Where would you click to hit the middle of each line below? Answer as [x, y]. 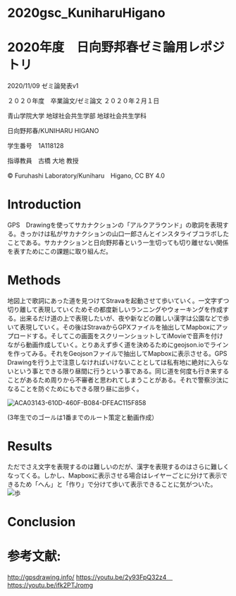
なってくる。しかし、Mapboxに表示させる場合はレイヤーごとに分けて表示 [114, 475]
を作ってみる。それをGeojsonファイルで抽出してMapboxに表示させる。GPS [117, 353]
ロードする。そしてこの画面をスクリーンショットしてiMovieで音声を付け [118, 336]
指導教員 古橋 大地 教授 [43, 161]
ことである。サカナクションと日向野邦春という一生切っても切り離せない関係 [118, 243]
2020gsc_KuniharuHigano [86, 13]
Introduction [44, 205]
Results [30, 446]
